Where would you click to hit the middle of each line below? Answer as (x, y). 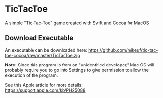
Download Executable (39, 38)
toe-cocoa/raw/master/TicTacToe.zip (43, 55)
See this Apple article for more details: (44, 85)
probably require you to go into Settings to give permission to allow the (77, 70)
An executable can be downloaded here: (46, 50)
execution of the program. (32, 75)
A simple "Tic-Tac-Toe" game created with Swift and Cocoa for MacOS (77, 23)
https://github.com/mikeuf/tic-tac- (123, 50)
